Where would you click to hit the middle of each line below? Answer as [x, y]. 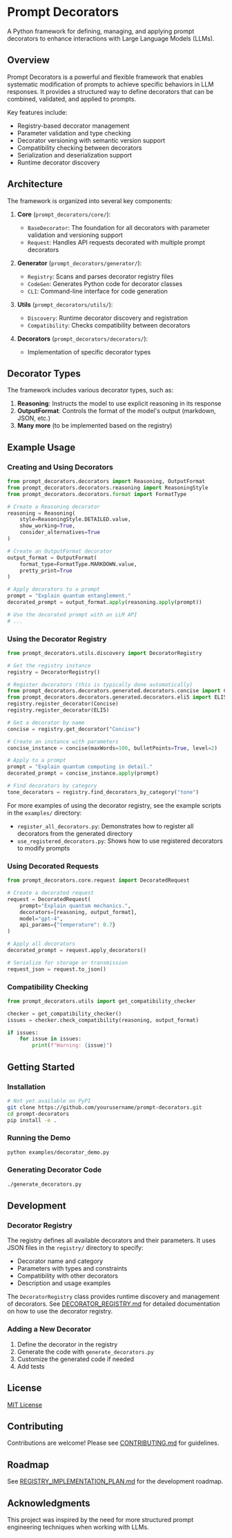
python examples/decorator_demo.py [58, 1152]
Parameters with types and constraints [72, 1269]
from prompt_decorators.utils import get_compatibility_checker [101, 1001]
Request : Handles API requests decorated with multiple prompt [116, 242]
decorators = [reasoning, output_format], [78, 912]
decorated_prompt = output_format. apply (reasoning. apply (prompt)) [105, 602]
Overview [29, 60]
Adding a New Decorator [49, 1329]
